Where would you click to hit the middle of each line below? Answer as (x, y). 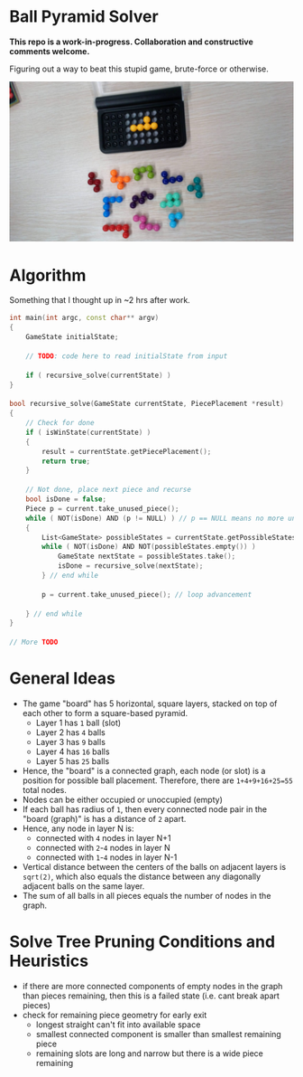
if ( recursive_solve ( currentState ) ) (98, 375)
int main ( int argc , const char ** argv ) (84, 318)
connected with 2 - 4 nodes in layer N (103, 847)
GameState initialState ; (72, 337)
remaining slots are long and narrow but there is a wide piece (149, 1053)
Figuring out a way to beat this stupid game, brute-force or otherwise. (139, 69)
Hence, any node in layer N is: (78, 828)
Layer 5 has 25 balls (73, 761)
